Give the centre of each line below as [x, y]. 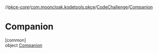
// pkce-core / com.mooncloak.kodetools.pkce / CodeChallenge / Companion [79, 7]
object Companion [24, 45]
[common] [15, 40]
